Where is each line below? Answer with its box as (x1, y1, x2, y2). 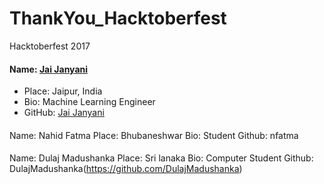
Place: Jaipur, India (23, 85, 103, 97)
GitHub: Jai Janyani (23, 107, 105, 119)
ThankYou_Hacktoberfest (9, 7, 227, 30)
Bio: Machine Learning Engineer (23, 96, 156, 108)
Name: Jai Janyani (9, 63, 89, 75)
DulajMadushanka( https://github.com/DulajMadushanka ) (9, 163, 243, 175)
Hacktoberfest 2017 (9, 40, 91, 52)
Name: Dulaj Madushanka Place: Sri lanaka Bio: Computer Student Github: (9, 152, 314, 164)
